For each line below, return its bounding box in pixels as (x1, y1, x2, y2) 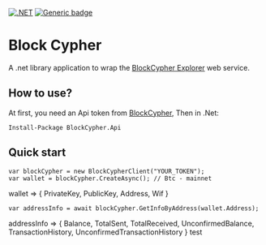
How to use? (8, 86, 73, 101)
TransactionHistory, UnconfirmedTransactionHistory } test (8, 227, 203, 237)
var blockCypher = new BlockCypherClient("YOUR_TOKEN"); (8, 167, 205, 175)
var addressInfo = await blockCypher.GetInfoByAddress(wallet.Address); (8, 204, 260, 213)
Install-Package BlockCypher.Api (8, 123, 122, 131)
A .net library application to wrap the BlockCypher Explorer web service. (8, 62, 250, 72)
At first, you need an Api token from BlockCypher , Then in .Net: (8, 108, 219, 118)
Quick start (8, 146, 66, 160)
